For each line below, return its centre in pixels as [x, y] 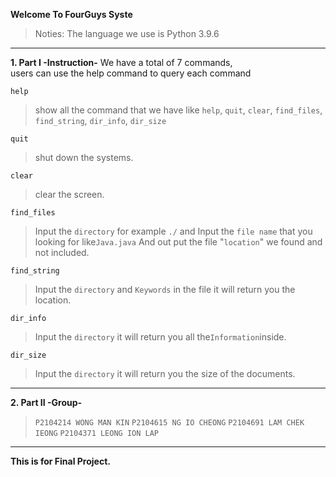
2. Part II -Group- [46, 402]
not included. [62, 252]
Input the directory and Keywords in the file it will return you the [165, 289]
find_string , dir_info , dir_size [100, 120]
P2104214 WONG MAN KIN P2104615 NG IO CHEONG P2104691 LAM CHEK [169, 423]
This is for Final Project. [60, 461]
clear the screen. [69, 194]
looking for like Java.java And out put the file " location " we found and [178, 242]
